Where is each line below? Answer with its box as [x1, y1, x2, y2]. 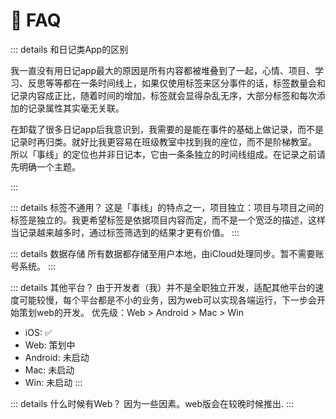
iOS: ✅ [24, 326, 53, 338]
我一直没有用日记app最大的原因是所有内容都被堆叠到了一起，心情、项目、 [10, 64, 316, 76]
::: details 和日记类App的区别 [10, 43, 129, 55]
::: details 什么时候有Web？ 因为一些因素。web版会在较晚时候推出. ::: [10, 397, 295, 409]
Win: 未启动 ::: [24, 376, 83, 388]
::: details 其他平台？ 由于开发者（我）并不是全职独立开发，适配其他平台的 [10, 281, 316, 293]
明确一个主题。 [18, 160, 81, 173]
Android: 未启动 [24, 351, 90, 363]
